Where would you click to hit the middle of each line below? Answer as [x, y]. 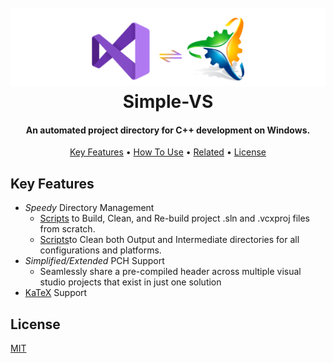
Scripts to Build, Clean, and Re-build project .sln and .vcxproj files [175, 218]
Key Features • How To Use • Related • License [168, 152]
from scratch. [67, 229]
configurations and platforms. [100, 250]
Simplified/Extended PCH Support [94, 261]
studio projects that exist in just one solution [130, 282]
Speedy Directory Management [89, 208]
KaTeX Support [56, 293]
